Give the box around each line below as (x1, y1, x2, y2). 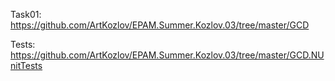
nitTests (10, 60, 43, 71)
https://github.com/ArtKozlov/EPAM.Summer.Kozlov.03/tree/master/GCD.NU (10, 49, 325, 61)
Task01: (10, 9, 42, 20)
